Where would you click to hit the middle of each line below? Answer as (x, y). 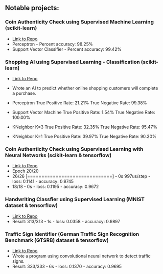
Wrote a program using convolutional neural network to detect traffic (81, 256)
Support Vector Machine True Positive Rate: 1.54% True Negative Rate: (84, 112)
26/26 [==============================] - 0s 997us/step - (81, 176)
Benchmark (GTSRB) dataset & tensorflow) (57, 240)
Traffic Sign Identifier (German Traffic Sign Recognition (72, 234)
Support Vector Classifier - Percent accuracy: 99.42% (67, 49)
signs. (18, 261)
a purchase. (24, 93)
